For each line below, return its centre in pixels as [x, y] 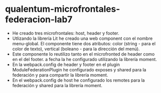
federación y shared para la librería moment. [57, 85]
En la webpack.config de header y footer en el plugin [66, 64]
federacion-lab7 [39, 19]
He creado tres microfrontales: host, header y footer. [66, 33]
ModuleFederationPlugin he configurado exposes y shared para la [79, 69]
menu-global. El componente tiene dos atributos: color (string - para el [84, 43]
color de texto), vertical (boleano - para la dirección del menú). [76, 49]
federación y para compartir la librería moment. [60, 75]
